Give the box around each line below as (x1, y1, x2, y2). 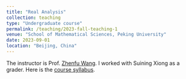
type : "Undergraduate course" (6, 20, 83, 26)
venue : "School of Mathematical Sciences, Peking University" (6, 32, 167, 38)
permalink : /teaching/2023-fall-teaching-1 (6, 26, 118, 32)
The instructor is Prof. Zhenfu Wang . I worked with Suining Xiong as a (6, 59, 180, 67)
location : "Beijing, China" (6, 43, 78, 49)
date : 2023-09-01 (6, 37, 50, 43)
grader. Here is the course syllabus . (6, 66, 95, 73)
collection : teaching (6, 15, 61, 21)
